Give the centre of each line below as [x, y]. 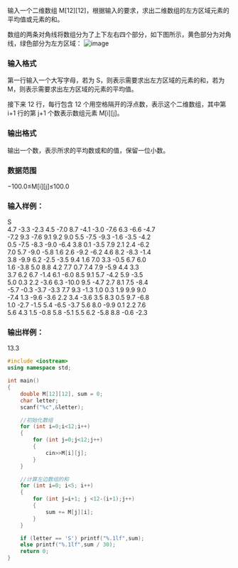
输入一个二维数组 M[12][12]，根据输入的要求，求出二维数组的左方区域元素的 [118, 10]
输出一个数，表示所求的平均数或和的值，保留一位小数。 [88, 150]
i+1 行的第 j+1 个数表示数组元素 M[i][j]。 [65, 113]
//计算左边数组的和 [45, 479]
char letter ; [39, 400]
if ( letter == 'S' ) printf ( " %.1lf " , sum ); [82, 538]
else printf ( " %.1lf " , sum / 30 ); [68, 545]
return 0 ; [35, 552]
